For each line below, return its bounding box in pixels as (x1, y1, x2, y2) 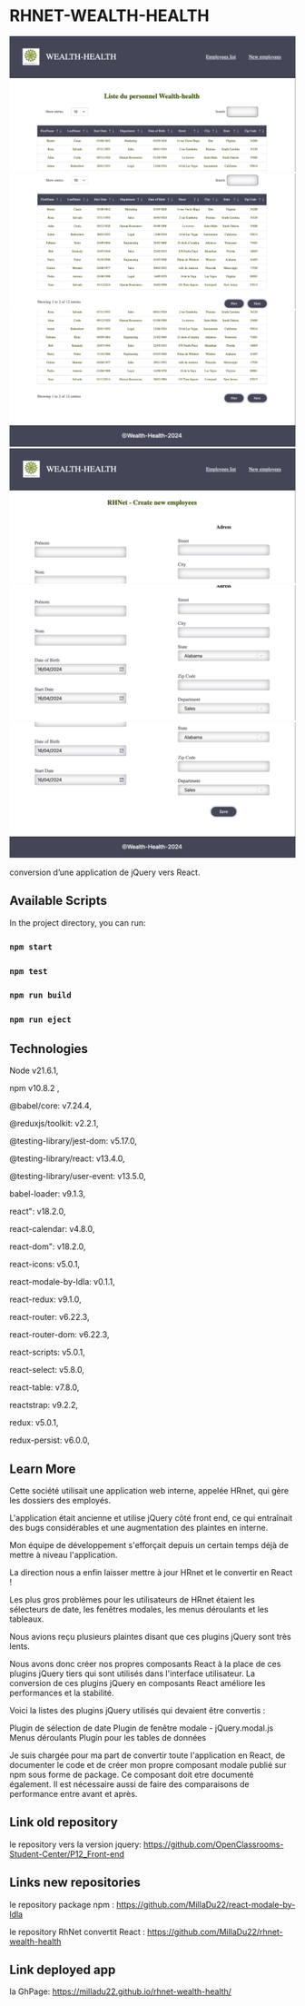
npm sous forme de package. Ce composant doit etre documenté (9, 1769, 254, 1781)
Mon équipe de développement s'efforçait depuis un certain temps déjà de (9, 1540, 289, 1551)
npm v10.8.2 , (9, 1083, 60, 1094)
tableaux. (9, 1614, 44, 1624)
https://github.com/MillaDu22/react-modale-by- (116, 1899, 296, 1910)
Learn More (9, 1461, 76, 1476)
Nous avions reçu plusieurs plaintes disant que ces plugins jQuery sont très (9, 1632, 292, 1643)
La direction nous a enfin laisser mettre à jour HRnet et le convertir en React (9, 1567, 293, 1578)
